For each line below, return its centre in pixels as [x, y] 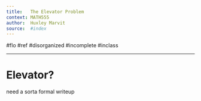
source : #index [26, 28]
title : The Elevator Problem [45, 12]
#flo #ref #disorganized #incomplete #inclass [62, 45]
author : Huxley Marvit [36, 23]
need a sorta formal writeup [40, 92]
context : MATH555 [28, 17]
